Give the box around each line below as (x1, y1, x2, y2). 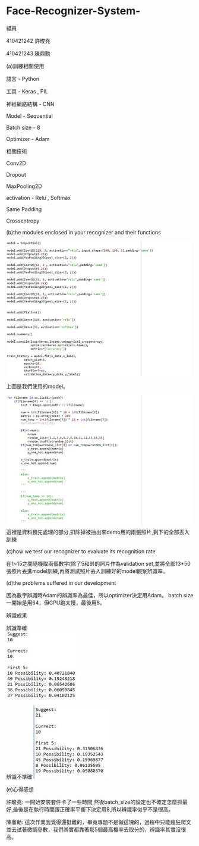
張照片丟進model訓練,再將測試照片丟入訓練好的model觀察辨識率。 (6, 568, 168, 575)
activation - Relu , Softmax (6, 194, 71, 201)
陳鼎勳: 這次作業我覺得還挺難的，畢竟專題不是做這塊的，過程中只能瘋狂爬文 (6, 819, 191, 826)
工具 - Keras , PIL (6, 87, 49, 95)
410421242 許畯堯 (6, 37, 50, 44)
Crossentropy (6, 217, 40, 224)
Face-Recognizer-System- (6, 4, 141, 18)
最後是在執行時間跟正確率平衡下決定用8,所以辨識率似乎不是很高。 (12, 806, 174, 813)
